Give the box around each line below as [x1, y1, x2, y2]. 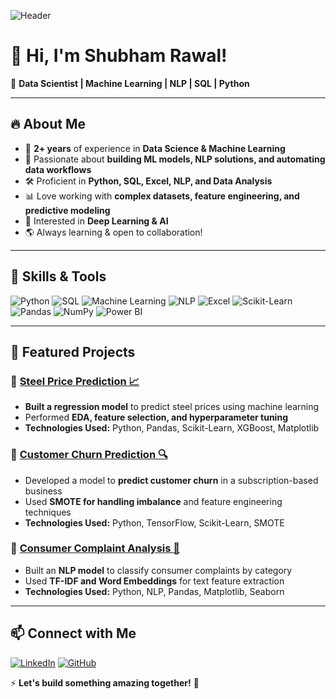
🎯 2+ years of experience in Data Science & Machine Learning [24, 142, 286, 154]
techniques [24, 506, 72, 518]
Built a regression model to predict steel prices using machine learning [24, 401, 320, 413]
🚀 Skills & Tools [10, 268, 107, 285]
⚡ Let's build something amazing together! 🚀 [10, 676, 200, 689]
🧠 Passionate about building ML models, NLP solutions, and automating [24, 153, 326, 165]
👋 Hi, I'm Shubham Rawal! [10, 45, 228, 67]
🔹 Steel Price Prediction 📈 [10, 374, 140, 388]
